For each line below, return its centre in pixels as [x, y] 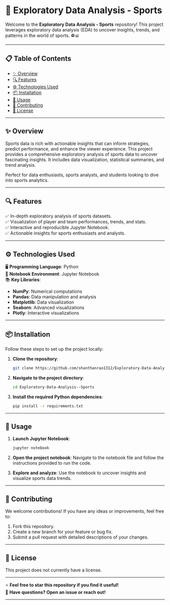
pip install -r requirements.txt [48, 406]
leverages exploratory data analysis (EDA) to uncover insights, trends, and [82, 29]
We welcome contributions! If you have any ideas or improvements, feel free [85, 511]
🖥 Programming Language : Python [42, 267]
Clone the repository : [35, 359]
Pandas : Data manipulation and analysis [54, 297]
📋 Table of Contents [38, 59]
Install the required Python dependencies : [58, 397]
